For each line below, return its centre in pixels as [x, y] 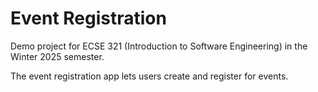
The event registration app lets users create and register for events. [149, 76]
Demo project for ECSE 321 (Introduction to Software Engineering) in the [159, 46]
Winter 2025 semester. [57, 56]
